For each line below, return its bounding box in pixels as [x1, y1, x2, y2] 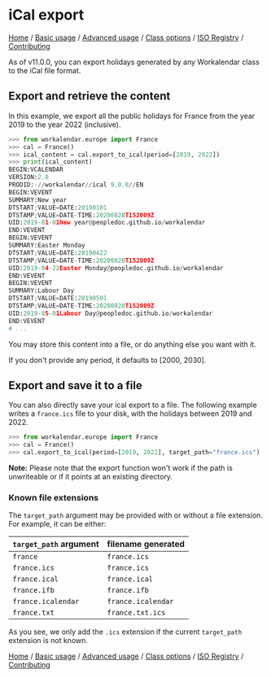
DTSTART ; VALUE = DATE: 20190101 [8, 203, 107, 212]
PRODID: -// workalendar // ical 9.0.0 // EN [8, 181, 144, 189]
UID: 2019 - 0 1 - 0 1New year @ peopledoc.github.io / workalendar [8, 218, 206, 227]
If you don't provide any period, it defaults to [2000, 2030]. [8, 355, 207, 365]
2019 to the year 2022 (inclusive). [8, 120, 121, 129]
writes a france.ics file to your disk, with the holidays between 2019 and [8, 409, 252, 418]
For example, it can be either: [8, 519, 107, 529]
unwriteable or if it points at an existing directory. [8, 471, 173, 481]
